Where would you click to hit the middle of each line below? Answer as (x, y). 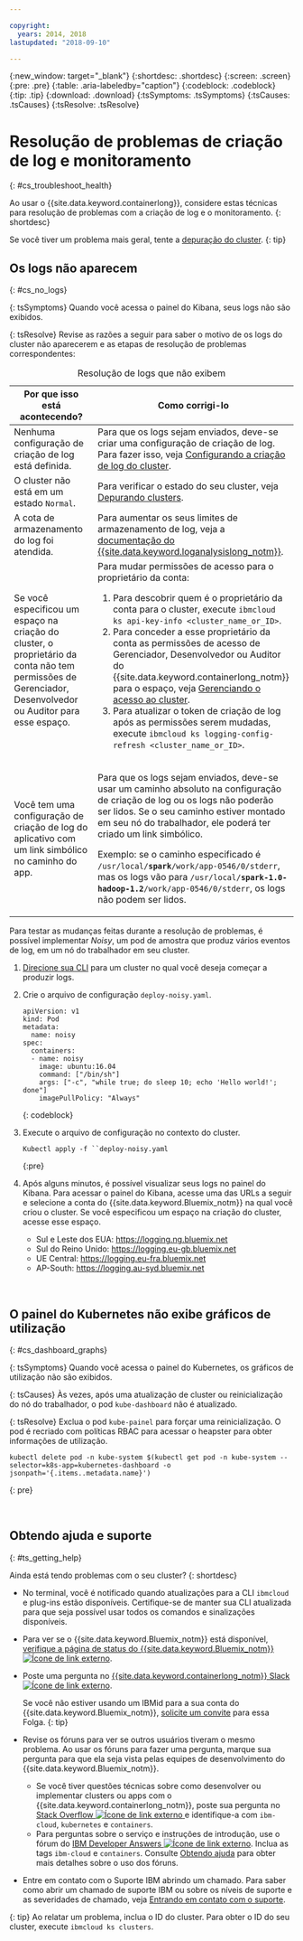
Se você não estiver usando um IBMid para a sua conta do (131, 1702)
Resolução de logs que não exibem (151, 373)
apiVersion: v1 (51, 1012)
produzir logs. (48, 978)
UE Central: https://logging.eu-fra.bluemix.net (121, 1259)
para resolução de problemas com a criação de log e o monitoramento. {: (145, 212)
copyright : (30, 25)
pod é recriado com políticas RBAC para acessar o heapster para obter (141, 1431)
